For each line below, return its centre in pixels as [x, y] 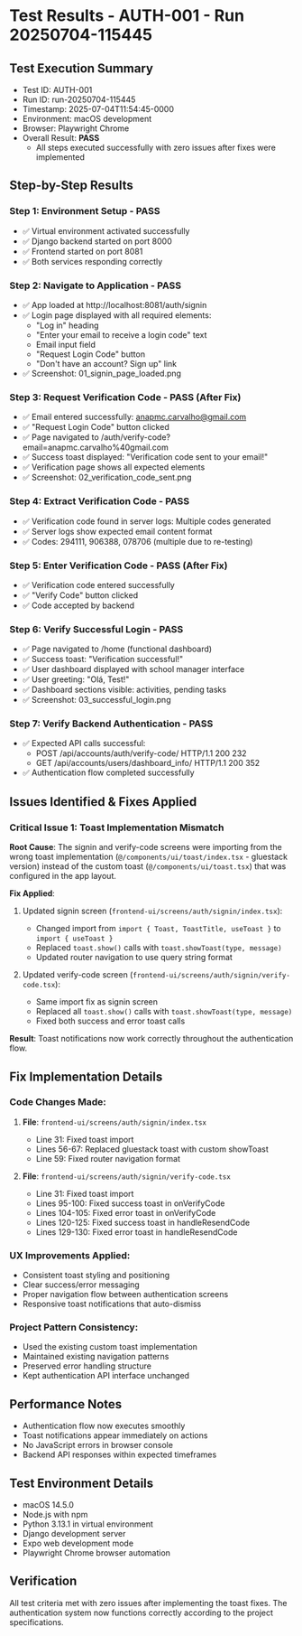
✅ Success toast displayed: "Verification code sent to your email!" [145, 457]
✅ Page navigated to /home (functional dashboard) [117, 649]
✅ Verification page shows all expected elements [114, 467]
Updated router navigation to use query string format [134, 958]
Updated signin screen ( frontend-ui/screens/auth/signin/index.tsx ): [152, 911]
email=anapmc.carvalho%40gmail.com [96, 447]
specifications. [37, 1622]
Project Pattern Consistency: [74, 1327]
